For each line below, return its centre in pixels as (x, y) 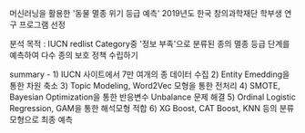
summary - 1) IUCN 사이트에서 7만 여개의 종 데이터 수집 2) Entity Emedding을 (150, 74)
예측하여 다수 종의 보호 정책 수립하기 (74, 55)
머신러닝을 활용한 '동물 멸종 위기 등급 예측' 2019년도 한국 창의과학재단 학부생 (146, 13)
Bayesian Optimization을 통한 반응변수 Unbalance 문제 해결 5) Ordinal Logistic (152, 97)
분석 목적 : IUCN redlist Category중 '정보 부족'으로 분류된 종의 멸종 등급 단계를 (150, 44)
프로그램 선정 (42, 24)
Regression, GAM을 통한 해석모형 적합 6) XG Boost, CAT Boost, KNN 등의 (143, 108)
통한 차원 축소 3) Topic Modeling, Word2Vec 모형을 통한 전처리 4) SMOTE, (145, 85)
